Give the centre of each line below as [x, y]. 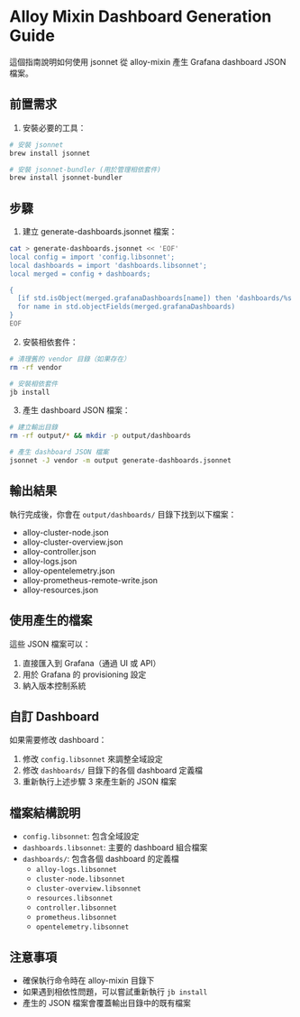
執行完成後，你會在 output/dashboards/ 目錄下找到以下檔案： [123, 514]
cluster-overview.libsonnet [88, 889]
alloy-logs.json [50, 561]
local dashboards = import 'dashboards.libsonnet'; [108, 265]
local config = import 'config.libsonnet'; [92, 257]
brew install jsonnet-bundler [66, 178]
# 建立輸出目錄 [34, 427]
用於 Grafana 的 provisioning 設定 [84, 674]
